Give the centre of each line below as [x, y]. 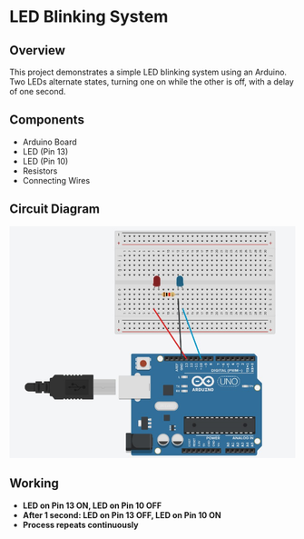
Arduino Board [49, 142]
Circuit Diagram [54, 210]
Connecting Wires [56, 180]
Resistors [40, 171]
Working [34, 484]
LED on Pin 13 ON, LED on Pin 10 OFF [92, 505]
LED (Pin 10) [45, 161]
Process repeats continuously [80, 524]
